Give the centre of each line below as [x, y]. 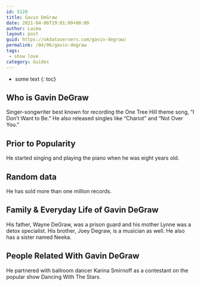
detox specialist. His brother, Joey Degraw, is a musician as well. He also [96, 230]
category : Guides [28, 62]
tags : [13, 51]
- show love [24, 56]
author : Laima [24, 28]
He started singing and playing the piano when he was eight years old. [93, 158]
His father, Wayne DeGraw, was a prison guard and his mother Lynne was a [99, 224]
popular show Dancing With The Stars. [54, 276]
